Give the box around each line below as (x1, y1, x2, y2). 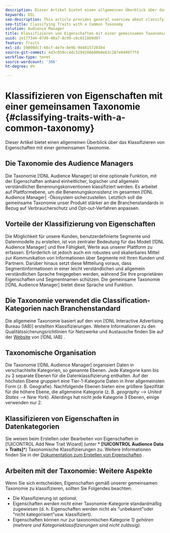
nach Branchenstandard (42, 304, 120, 313)
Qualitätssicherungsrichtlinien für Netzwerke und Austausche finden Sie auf (5, 328, 163, 334)
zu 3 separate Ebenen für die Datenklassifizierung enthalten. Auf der (5, 373, 148, 379)
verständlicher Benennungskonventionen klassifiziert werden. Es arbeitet (5, 183, 158, 189)
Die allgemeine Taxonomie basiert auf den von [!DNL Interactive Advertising (5, 318, 163, 324)
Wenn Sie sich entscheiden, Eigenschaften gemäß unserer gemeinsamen (5, 480, 158, 486)
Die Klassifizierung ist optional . (12, 495, 77, 501)
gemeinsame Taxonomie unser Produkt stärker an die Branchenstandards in (5, 200, 163, 206)
